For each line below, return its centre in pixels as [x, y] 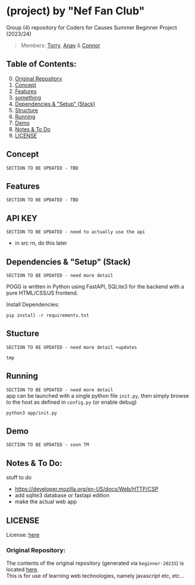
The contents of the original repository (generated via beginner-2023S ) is [95, 563]
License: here [23, 535]
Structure [26, 110]
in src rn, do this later [41, 243]
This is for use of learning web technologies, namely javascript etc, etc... [95, 576]
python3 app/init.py [32, 413]
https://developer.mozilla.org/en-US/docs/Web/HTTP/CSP [86, 489]
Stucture [23, 334]
